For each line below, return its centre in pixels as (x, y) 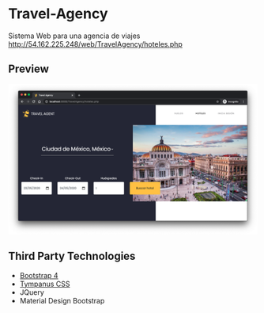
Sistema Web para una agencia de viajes (74, 36)
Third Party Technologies (72, 256)
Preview (29, 69)
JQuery (32, 292)
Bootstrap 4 (39, 275)
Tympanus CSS (45, 284)
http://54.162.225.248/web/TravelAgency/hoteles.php (96, 44)
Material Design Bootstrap (62, 300)
